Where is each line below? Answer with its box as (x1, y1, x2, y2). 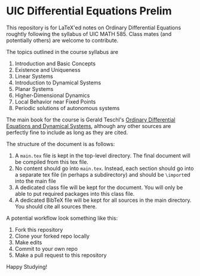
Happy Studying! (6, 263, 48, 270)
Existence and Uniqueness (14, 66, 81, 73)
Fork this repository (14, 226, 63, 233)
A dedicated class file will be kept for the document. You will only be (14, 184, 183, 191)
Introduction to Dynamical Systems (14, 79, 101, 86)
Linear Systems (14, 72, 54, 80)
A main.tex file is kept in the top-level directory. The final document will (14, 151, 191, 159)
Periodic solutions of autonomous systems (14, 104, 120, 111)
